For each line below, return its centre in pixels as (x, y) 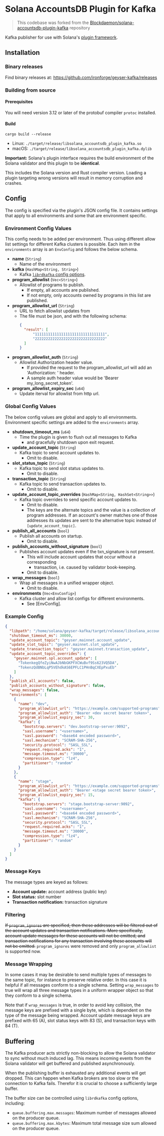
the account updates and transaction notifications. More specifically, (74, 930)
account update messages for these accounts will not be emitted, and (75, 936)
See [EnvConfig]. (44, 603)
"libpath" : (20, 631)
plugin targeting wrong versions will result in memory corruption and (74, 178)
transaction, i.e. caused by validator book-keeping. (85, 567)
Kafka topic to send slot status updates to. (62, 468)
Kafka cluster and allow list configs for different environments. (82, 598)
